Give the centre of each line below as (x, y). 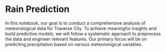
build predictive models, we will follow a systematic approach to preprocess (83, 33)
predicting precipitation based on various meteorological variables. (74, 44)
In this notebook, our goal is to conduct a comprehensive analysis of (75, 23)
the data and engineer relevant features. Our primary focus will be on (76, 39)
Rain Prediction (37, 9)
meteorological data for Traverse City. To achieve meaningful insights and (81, 28)
